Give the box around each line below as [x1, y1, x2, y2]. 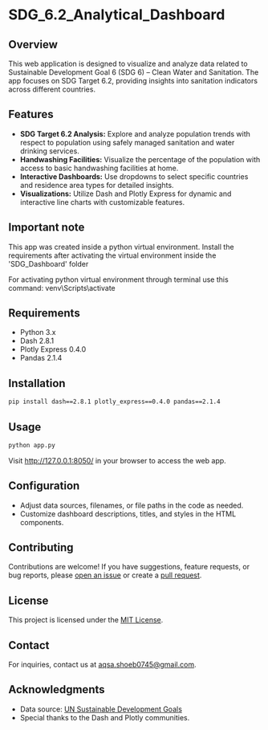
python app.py [8, 441, 56, 449]
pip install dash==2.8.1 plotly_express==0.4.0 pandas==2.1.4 [8, 398, 221, 406]
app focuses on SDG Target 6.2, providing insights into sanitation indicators [8, 76, 258, 85]
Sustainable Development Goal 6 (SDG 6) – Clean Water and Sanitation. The [8, 67, 259, 77]
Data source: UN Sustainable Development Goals [19, 704, 183, 714]
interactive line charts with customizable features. [19, 197, 185, 206]
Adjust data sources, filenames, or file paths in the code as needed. [19, 500, 244, 510]
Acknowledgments [8, 683, 106, 696]
